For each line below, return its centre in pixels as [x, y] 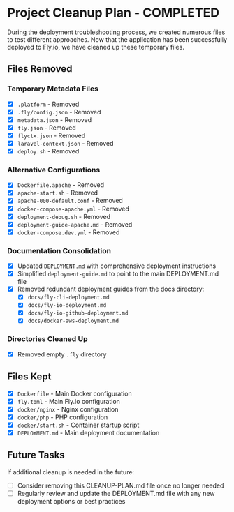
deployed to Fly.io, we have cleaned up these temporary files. [96, 47]
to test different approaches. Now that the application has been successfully [117, 39]
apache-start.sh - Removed [58, 193]
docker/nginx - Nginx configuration [68, 409]
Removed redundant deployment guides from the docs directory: [111, 289]
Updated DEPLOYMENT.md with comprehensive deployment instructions [117, 266]
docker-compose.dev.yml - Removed [68, 232]
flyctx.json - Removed [51, 135]
